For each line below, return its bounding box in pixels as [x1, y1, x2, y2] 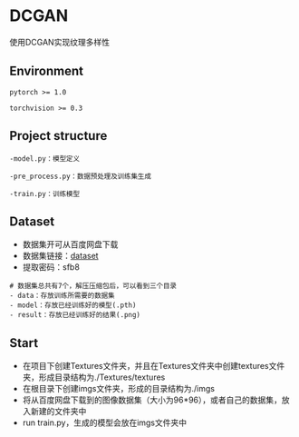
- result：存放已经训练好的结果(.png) [9, 311, 141, 320]
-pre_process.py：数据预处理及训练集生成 [9, 172, 152, 181]
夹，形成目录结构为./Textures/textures [22, 372, 166, 382]
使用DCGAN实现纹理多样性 [9, 36, 111, 47]
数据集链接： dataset [22, 251, 99, 262]
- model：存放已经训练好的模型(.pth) [9, 301, 137, 310]
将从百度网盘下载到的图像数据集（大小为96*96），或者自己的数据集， [22, 394, 283, 405]
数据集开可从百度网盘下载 [22, 239, 119, 250]
